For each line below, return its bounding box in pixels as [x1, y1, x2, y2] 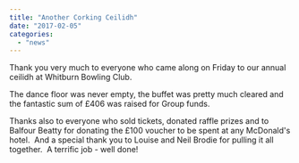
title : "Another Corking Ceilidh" [9, 12, 139, 22]
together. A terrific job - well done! [9, 144, 139, 155]
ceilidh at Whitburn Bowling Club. [9, 72, 132, 83]
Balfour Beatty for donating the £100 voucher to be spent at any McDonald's [9, 126, 291, 136]
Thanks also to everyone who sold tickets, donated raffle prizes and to [9, 116, 269, 126]
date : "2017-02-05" [9, 21, 82, 30]
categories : [9, 29, 54, 38]
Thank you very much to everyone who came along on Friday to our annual [9, 62, 286, 73]
